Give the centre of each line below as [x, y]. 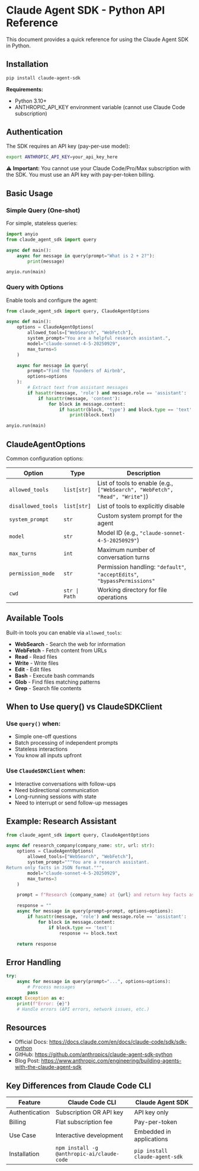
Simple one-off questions [46, 736]
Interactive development [89, 1135]
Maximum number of [126, 550]
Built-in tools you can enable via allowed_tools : [64, 633]
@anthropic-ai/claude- [87, 1154]
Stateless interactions [41, 749]
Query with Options [35, 287]
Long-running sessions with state [55, 796]
